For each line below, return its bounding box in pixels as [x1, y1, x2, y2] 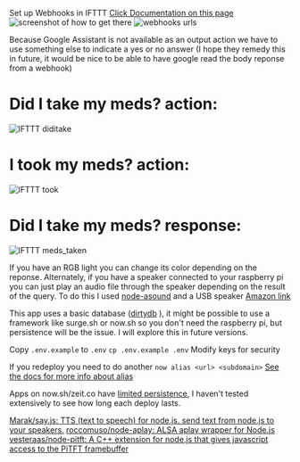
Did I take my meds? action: [9, 94, 219, 114]
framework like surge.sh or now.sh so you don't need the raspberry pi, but [9, 317, 283, 328]
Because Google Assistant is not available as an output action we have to [9, 35, 279, 45]
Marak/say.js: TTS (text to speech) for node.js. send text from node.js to [9, 415, 275, 425]
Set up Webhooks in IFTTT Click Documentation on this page [9, 8, 234, 18]
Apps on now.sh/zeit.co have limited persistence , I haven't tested [9, 388, 249, 399]
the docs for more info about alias [9, 370, 134, 382]
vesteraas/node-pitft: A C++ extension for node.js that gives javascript [9, 433, 269, 444]
